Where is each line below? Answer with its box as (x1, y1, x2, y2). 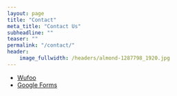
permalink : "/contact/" (7, 42, 75, 49)
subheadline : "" (7, 29, 54, 36)
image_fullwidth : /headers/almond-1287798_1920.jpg (19, 55, 170, 62)
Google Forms (16, 80, 58, 89)
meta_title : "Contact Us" (7, 23, 81, 29)
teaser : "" (7, 36, 38, 43)
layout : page (7, 10, 45, 17)
